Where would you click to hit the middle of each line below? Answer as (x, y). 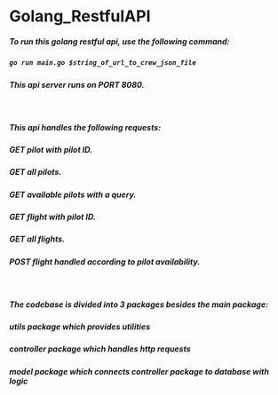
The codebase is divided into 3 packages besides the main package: (139, 304)
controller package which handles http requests (100, 349)
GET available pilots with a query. (73, 194)
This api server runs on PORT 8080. (77, 84)
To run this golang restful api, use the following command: (119, 41)
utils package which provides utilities (80, 327)
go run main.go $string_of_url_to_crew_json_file (103, 63)
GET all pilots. (36, 172)
